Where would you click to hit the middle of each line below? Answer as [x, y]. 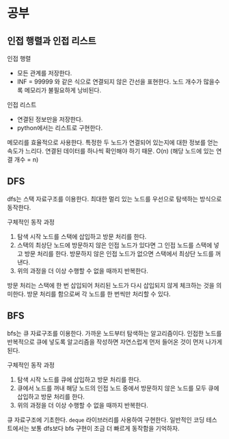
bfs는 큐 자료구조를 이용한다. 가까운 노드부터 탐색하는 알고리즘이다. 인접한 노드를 [114, 333]
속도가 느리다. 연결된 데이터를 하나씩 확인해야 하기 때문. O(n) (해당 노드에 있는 [111, 151]
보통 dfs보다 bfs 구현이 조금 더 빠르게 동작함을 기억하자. [105, 428]
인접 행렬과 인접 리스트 [52, 41]
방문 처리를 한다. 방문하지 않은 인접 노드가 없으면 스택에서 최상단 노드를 [119, 253]
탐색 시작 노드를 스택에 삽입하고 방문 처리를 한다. [82, 236]
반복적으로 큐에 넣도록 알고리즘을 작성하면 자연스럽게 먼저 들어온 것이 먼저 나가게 [115, 342]
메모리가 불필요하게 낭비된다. [63, 90]
